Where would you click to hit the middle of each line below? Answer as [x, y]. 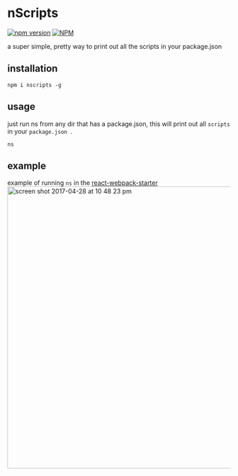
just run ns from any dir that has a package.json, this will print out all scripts [119, 124]
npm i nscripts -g [34, 85]
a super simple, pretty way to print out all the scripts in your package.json [115, 46]
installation [33, 69]
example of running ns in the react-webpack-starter [83, 183]
